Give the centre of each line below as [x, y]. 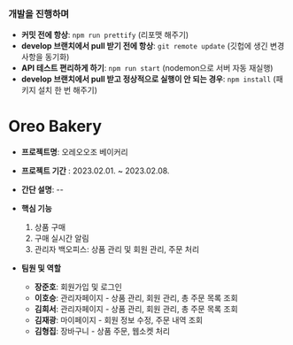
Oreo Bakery [55, 126]
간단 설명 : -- [42, 190]
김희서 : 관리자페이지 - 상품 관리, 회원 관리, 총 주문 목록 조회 [136, 309]
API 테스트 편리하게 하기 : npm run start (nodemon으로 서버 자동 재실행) [147, 68]
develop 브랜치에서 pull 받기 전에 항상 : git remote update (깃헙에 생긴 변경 [153, 46]
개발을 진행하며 [39, 13]
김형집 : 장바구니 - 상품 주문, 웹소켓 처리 [102, 331]
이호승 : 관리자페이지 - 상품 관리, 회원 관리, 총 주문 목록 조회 [136, 298]
